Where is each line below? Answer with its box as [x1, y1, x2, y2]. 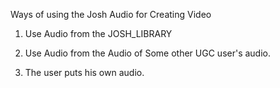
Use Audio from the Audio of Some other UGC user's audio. [24, 47, 272, 59]
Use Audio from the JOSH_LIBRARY [24, 28, 173, 39]
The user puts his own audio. [24, 67, 145, 78]
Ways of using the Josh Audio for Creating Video [10, 9, 212, 20]
